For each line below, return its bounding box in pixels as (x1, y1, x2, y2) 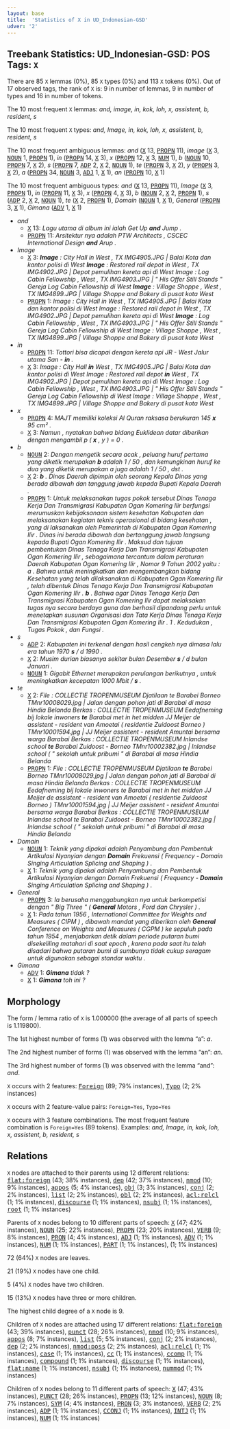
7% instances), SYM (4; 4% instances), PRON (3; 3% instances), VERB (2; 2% (7, 1399, 222, 1407)
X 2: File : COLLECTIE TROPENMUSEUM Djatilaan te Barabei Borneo (27, 691, 221, 699)
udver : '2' (7, 23, 38, 30)
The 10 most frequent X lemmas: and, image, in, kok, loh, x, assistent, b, (7, 105, 210, 113)
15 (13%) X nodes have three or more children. (7, 1293, 137, 1302)
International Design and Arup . (27, 238, 116, 247)
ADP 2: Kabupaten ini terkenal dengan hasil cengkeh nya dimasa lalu (27, 640, 222, 649)
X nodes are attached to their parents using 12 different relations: (7, 1169, 190, 1177)
